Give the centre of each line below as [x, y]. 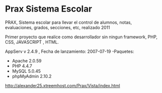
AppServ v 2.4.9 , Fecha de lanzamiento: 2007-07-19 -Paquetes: [70, 51]
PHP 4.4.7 [22, 66]
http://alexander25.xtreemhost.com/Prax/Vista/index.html [63, 85]
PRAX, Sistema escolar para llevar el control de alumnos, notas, [68, 22]
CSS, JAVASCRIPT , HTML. [32, 42]
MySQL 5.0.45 [26, 71]
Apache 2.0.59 [27, 61]
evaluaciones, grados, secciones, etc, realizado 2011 [57, 27]
